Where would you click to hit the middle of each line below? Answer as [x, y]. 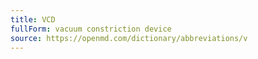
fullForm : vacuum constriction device [91, 29]
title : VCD [33, 19]
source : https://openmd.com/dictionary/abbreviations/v [129, 38]
